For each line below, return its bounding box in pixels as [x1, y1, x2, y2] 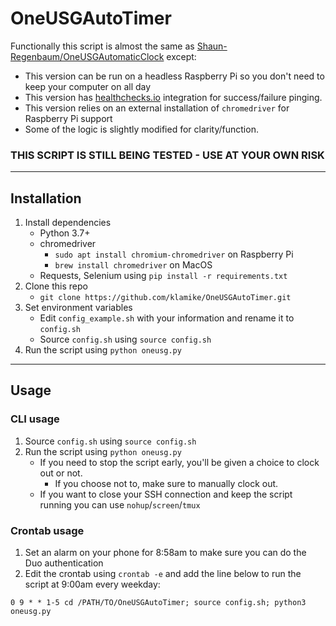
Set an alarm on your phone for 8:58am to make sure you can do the [24, 547, 307, 559]
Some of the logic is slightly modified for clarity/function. [24, 123, 259, 135]
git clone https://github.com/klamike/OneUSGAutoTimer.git [39, 293, 292, 303]
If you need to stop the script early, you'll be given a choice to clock [39, 456, 320, 468]
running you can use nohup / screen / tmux [39, 498, 201, 511]
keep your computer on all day [24, 80, 152, 92]
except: [166, 50, 197, 62]
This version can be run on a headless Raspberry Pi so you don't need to [24, 70, 325, 82]
